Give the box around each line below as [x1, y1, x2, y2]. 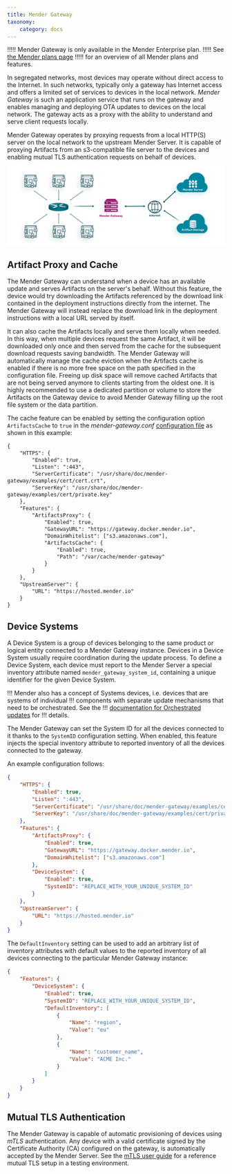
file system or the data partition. [7, 401, 98, 409]
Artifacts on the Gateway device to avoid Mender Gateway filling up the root [7, 394, 223, 402]
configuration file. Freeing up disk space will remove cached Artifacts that [7, 372, 217, 380]
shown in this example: [7, 429, 72, 437]
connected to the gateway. [7, 747, 84, 755]
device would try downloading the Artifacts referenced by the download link [7, 292, 223, 300]
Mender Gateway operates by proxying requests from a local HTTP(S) [7, 131, 206, 139]
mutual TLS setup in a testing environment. [7, 1159, 130, 1167]
